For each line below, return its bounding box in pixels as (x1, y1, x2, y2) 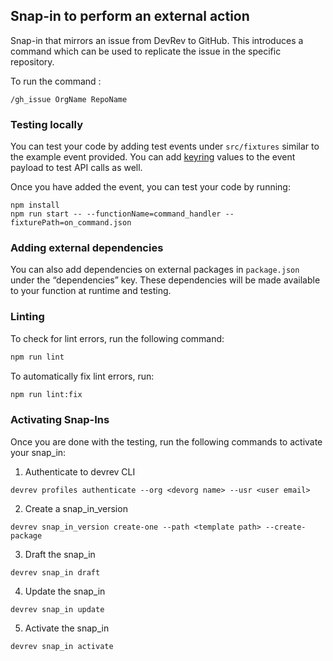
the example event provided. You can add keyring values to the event (10, 151, 296, 163)
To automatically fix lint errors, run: (10, 370, 155, 382)
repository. (10, 55, 55, 68)
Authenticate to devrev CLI (24, 465, 136, 478)
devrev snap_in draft (10, 567, 101, 578)
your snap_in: (10, 446, 67, 458)
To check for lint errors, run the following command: (10, 332, 225, 344)
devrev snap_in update (10, 604, 105, 614)
